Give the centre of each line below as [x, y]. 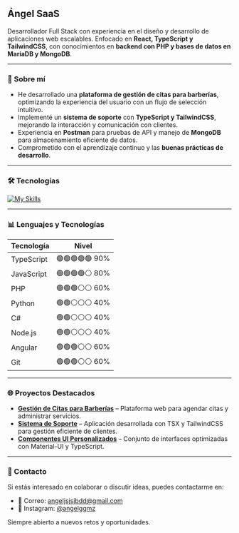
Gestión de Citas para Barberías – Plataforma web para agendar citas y [123, 408]
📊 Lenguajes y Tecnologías [56, 225]
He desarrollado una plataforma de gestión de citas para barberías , [118, 95]
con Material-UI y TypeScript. [61, 446]
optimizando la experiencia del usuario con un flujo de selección [112, 102]
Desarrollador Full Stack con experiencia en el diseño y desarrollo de [108, 31]
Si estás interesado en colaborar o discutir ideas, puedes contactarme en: [116, 487]
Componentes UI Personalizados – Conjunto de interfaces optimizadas [123, 439]
